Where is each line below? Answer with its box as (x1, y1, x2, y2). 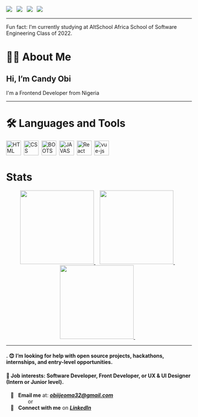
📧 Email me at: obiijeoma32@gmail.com (10, 392, 114, 399)
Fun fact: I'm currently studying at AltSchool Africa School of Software (6, 24, 177, 30)
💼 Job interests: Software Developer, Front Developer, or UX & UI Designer (6, 372, 191, 379)
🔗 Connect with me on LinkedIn (10, 404, 91, 411)
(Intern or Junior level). (6, 379, 64, 386)
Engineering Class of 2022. (6, 29, 72, 37)
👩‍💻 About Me (6, 50, 72, 64)
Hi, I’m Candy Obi (6, 74, 71, 84)
